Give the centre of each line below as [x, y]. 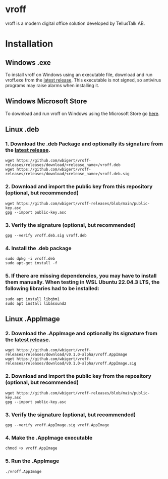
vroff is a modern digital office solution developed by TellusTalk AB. [75, 23]
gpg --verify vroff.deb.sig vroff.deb [46, 236]
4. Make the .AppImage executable [49, 437]
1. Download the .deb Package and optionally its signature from [84, 144]
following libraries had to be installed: [52, 289]
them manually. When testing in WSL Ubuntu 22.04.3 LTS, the [82, 282]
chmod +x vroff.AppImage [31, 448]
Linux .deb [22, 129]
